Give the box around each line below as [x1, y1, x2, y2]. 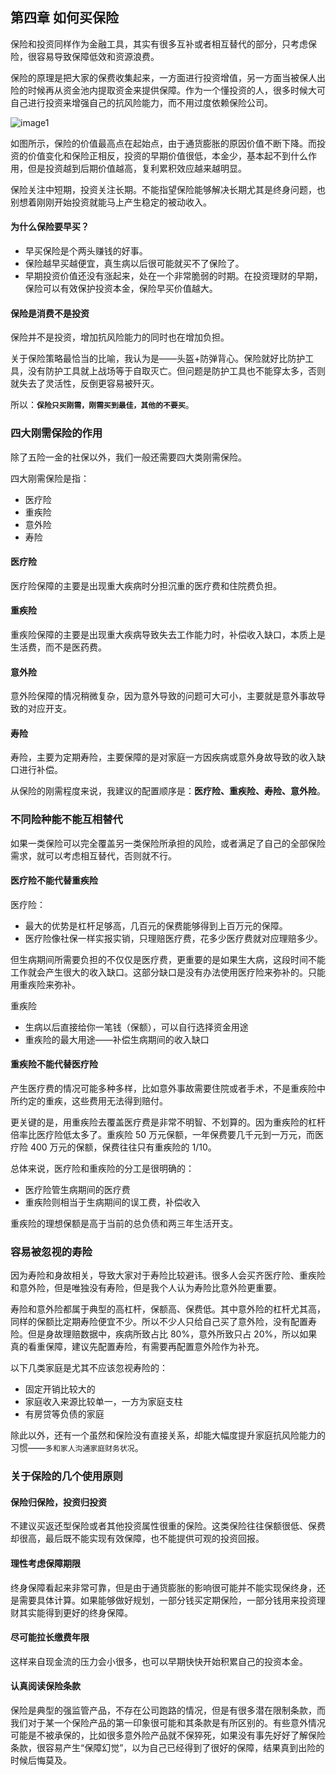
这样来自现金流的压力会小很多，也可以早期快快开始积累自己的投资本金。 [10, 1655, 308, 1667]
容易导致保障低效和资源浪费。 [36, 50, 160, 62]
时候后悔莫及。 [10, 1754, 72, 1767]
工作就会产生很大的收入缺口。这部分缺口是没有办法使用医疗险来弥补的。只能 [10, 966, 326, 978]
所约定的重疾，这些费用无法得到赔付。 [10, 1095, 168, 1107]
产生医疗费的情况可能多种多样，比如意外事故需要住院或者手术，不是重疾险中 [10, 1083, 326, 1095]
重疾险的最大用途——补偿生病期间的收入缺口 [24, 1033, 210, 1045]
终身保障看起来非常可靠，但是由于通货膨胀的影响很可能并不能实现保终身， [10, 1581, 317, 1593]
